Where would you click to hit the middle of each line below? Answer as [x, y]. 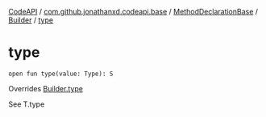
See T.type [27, 104]
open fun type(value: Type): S [61, 74]
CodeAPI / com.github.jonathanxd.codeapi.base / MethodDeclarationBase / [133, 12]
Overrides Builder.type [46, 88]
